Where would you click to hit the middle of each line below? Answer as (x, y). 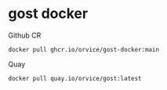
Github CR (25, 35)
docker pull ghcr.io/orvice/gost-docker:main (83, 49)
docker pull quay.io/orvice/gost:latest (75, 78)
